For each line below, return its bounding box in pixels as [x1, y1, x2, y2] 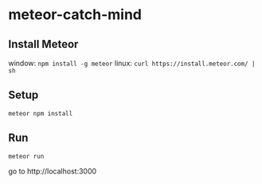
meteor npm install [8, 109, 73, 117]
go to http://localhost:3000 [8, 166, 97, 176]
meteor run [8, 152, 45, 160]
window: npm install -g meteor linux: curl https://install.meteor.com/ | [8, 58, 256, 68]
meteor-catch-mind [8, 6, 142, 24]
